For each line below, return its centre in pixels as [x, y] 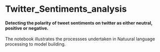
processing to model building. [35, 44]
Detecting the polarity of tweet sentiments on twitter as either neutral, [79, 23]
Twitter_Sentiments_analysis [66, 9]
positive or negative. [27, 28]
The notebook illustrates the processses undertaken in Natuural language [80, 39]
